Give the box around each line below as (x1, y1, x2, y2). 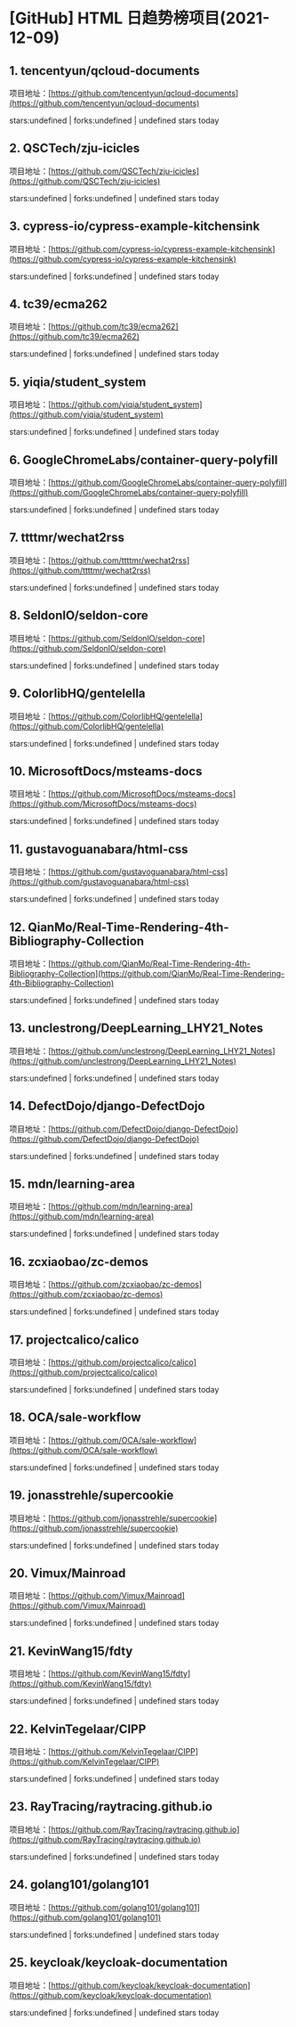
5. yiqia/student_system (9, 374, 147, 389)
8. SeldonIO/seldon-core (9, 608, 148, 624)
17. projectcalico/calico (9, 1332, 140, 1347)
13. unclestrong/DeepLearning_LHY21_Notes (9, 1021, 264, 1036)
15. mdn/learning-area (9, 1176, 135, 1191)
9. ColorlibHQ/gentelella (9, 686, 146, 701)
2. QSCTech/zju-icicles (9, 141, 140, 156)
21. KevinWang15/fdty (9, 1643, 133, 1658)
